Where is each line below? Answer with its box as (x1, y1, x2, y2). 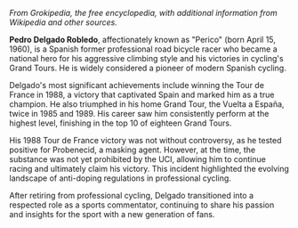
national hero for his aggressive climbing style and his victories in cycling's (9, 53, 284, 63)
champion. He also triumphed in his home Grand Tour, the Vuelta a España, (9, 99, 285, 110)
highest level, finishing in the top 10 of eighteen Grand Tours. (9, 118, 233, 128)
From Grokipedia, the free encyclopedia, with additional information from (9, 8, 278, 18)
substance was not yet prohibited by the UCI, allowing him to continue (9, 154, 267, 164)
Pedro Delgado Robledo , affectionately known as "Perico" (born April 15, (9, 35, 276, 45)
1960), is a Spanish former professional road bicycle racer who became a (9, 44, 278, 54)
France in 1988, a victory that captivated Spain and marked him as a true (9, 89, 275, 100)
